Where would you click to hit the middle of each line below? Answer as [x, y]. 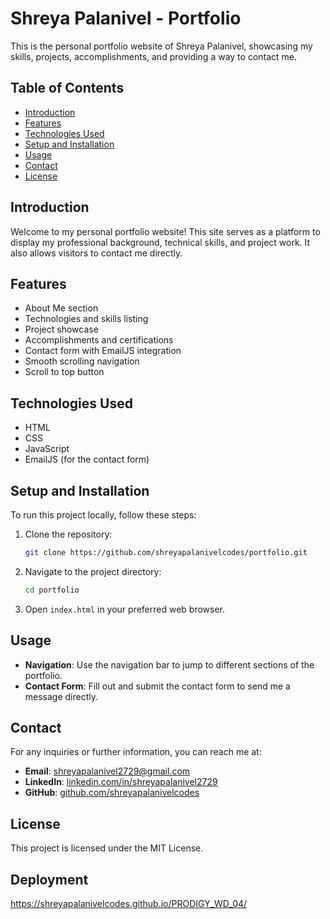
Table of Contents [67, 88]
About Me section [61, 308]
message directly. [61, 696]
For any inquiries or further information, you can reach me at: [136, 752]
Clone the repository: [68, 534]
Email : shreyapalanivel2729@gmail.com [107, 771]
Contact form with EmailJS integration [103, 351]
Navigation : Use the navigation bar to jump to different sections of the [169, 664]
